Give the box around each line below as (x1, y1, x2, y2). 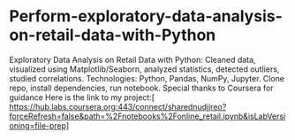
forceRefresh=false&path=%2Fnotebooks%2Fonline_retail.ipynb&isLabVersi (9, 111, 286, 121)
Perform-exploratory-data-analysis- (9, 6, 283, 27)
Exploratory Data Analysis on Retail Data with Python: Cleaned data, (9, 54, 256, 65)
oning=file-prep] (9, 120, 70, 130)
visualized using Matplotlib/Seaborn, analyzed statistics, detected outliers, (9, 64, 280, 74)
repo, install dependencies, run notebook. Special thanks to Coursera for (9, 82, 274, 93)
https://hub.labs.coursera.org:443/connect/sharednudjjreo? (9, 101, 227, 112)
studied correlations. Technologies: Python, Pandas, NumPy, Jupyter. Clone (9, 73, 285, 83)
